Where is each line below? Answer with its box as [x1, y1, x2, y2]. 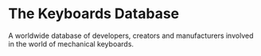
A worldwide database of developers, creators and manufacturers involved [8, 31, 254, 40]
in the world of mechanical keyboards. [8, 39, 134, 48]
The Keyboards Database [8, 5, 180, 23]
